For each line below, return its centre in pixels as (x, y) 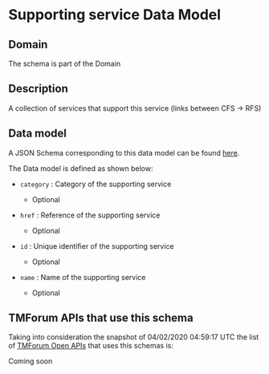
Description (38, 89)
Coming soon (31, 361)
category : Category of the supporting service (96, 184)
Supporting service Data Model (115, 15)
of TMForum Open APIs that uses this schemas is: (91, 346)
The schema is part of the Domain (65, 63)
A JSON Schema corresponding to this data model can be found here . (124, 152)
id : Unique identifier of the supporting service (97, 246)
